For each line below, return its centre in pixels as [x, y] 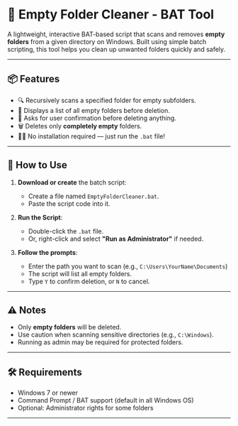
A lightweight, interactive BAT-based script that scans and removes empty [116, 34]
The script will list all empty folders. [80, 273]
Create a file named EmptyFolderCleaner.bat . [93, 196]
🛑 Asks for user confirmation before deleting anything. [97, 118]
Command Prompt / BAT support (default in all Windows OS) [106, 400]
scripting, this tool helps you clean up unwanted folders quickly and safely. [117, 49]
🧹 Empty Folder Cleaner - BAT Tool [111, 15]
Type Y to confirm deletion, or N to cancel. [89, 281]
